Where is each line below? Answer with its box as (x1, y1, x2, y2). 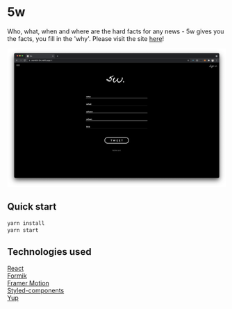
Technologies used (7, 246, 92, 258)
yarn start (7, 227, 39, 234)
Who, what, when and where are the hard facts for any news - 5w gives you (7, 27, 224, 35)
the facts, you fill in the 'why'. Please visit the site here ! (7, 34, 165, 42)
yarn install (7, 220, 45, 227)
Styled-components (7, 286, 65, 294)
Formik (7, 272, 27, 280)
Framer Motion (7, 278, 50, 287)
